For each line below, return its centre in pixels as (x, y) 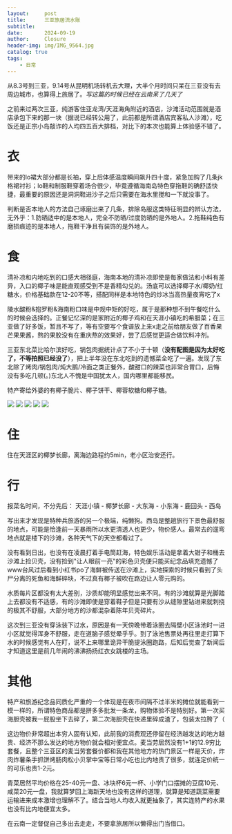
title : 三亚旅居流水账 (44, 20)
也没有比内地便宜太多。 (40, 809)
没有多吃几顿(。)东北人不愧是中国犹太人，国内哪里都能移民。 (93, 375)
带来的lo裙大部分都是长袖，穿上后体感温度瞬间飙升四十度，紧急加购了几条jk (115, 177)
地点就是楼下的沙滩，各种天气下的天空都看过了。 (77, 538)
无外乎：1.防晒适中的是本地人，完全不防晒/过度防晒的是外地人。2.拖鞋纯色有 (116, 217)
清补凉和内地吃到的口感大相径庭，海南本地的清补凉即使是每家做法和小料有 (113, 277)
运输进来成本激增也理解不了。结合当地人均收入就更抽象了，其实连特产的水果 (116, 800)
